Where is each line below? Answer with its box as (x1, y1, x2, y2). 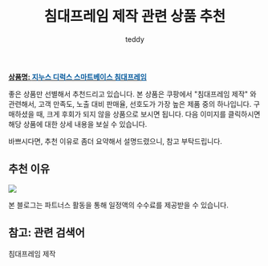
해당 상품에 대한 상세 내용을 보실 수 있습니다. (8, 119, 148, 129)
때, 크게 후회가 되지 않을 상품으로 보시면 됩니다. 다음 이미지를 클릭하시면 (35, 109, 261, 119)
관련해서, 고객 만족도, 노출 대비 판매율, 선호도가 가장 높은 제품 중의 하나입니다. (8, 99, 252, 108)
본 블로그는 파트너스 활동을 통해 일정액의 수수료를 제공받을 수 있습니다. (8, 200, 229, 210)
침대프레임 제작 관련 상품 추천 (43, 7, 226, 26)
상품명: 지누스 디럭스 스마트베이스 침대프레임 (8, 72, 147, 81)
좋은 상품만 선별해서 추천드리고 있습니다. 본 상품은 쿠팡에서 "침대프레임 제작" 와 (8, 89, 257, 99)
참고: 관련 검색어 (8, 226, 86, 239)
